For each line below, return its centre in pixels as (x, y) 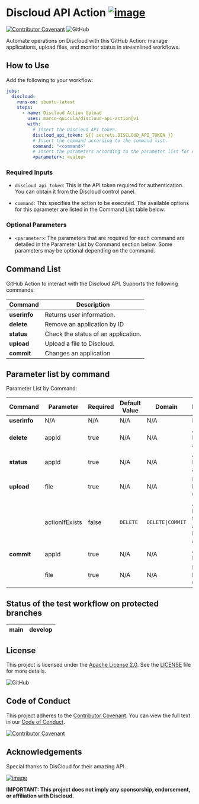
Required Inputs (30, 172)
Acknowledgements (44, 752)
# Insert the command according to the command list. (100, 141)
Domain (166, 407)
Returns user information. (80, 314)
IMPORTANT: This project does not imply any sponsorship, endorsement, (98, 789)
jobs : (13, 91)
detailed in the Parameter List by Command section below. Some (94, 244)
